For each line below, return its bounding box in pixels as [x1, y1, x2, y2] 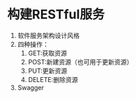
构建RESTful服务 [7, 6, 105, 23]
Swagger [17, 83, 44, 92]
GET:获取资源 [27, 49, 67, 57]
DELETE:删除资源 [27, 75, 78, 83]
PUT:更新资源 [27, 66, 68, 75]
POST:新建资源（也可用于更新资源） [27, 57, 133, 66]
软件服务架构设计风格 [17, 31, 80, 40]
